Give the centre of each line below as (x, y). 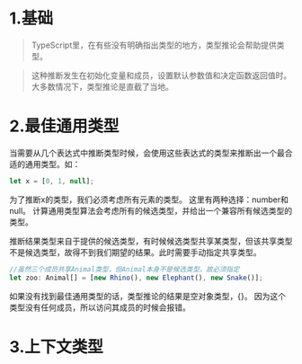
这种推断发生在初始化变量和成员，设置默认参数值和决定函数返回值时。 (161, 75)
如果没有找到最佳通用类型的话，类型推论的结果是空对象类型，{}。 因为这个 (147, 296)
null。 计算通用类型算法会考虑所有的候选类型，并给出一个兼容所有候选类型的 (151, 210)
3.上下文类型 (56, 346)
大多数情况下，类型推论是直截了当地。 (102, 86)
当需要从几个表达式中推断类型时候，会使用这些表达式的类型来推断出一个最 (147, 153)
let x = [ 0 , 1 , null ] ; (52, 181)
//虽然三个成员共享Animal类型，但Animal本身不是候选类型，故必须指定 (124, 269)
